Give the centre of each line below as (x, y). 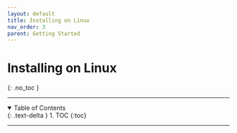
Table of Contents (39, 108)
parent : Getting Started (44, 33)
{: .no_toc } (23, 88)
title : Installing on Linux (49, 20)
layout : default (31, 14)
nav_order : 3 (26, 27)
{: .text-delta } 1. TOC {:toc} (47, 115)
